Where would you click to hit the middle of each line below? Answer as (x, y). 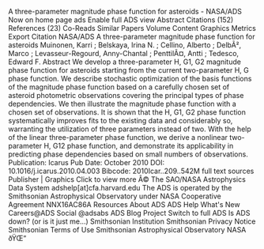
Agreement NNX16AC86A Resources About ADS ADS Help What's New (124, 204)
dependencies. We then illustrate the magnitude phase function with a (123, 104)
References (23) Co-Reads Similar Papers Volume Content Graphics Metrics (132, 28)
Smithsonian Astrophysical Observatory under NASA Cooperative (115, 196)
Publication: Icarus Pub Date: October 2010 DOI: (86, 162)
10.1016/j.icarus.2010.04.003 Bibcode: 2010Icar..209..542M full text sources (131, 171)
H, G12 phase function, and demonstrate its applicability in (138, 146)
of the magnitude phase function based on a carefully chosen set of (119, 87)
